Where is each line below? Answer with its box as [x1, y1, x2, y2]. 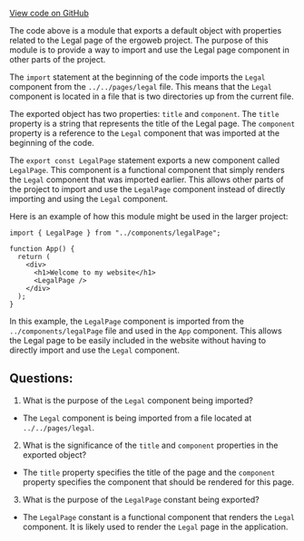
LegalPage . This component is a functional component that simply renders [9, 165, 286, 175]
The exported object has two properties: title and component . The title [9, 109, 279, 119]
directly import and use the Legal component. [9, 344, 180, 355]
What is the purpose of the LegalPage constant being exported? [22, 494, 260, 505]
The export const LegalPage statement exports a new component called [9, 155, 280, 166]
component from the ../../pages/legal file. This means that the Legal [9, 82, 272, 92]
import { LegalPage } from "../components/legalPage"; [9, 228, 221, 237]
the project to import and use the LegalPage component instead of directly [9, 184, 286, 194]
